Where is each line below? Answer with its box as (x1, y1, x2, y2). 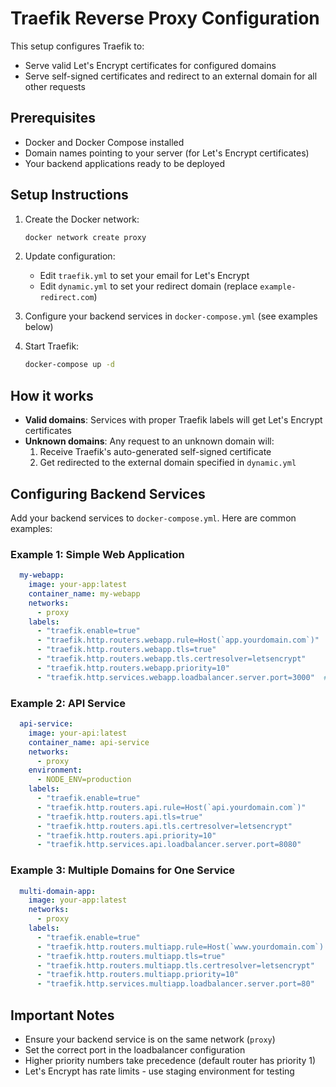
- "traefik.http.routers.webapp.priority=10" (36, 663, 230, 673)
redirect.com (39, 293, 95, 303)
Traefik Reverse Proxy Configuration (10, 7, 320, 30)
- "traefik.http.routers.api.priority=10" (36, 830, 217, 841)
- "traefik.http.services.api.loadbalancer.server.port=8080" (36, 840, 302, 850)
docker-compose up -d (24, 360, 115, 370)
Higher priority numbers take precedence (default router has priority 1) (24, 1055, 317, 1067)
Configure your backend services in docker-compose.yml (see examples (24, 310, 318, 322)
